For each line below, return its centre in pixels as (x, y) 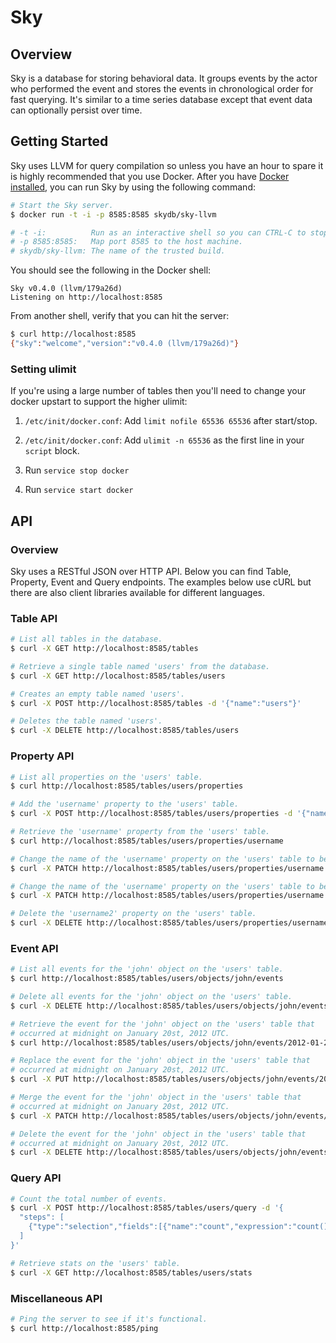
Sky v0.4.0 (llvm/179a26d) (66, 289)
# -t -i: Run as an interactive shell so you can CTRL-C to (158, 232)
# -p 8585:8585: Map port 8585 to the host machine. (127, 242)
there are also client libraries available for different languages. (137, 592)
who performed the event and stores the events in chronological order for (162, 89)
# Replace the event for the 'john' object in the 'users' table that (160, 1061)
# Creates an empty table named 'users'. (98, 694)
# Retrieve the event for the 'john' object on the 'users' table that (162, 1024)
